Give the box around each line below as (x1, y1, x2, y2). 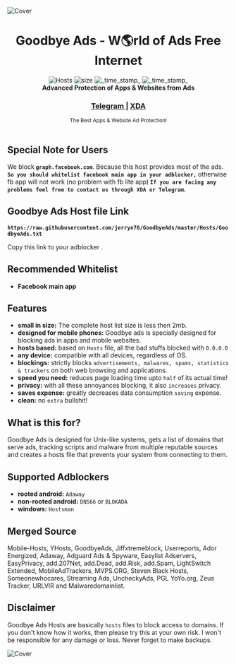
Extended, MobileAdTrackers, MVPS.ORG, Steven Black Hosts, (7, 566, 189, 575)
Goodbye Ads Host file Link (7, 206, 129, 218)
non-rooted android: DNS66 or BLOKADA (17, 497, 128, 506)
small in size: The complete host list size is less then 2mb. (17, 321, 187, 330)
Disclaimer (7, 602, 56, 614)
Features (7, 302, 47, 314)
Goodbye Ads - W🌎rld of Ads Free (15, 32, 221, 49)
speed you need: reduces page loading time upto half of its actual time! (17, 374, 228, 382)
